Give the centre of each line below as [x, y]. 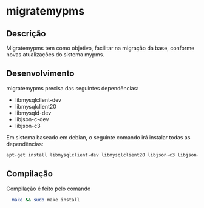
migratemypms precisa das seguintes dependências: [72, 88]
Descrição [26, 34]
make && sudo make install [46, 200]
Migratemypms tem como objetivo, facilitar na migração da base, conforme [100, 48]
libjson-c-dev [32, 119]
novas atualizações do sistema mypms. [56, 55]
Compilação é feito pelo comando [49, 189]
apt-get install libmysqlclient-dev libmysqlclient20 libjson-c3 [90, 155]
